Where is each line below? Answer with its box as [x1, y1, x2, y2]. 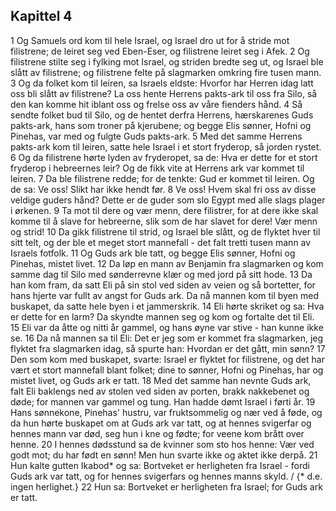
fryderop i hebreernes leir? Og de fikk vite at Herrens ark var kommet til [10, 162, 305, 174]
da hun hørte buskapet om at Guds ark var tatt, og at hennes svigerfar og [10, 417, 312, 429]
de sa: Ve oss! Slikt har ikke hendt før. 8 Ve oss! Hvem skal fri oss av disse [10, 183, 317, 195]
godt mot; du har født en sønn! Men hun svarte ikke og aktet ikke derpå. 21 [10, 449, 318, 461]
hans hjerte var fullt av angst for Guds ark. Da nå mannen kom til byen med [10, 289, 320, 301]
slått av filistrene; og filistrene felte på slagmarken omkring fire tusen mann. [10, 66, 322, 78]
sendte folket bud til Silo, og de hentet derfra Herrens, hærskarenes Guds [10, 109, 314, 121]
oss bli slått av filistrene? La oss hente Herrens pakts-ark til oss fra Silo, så [10, 87, 318, 99]
